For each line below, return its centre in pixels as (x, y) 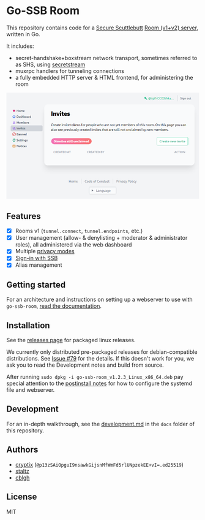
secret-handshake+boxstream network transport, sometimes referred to (106, 58)
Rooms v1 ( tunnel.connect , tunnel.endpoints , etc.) (79, 231)
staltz (22, 471)
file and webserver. (31, 390)
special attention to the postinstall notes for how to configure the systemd (99, 383)
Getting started (36, 285)
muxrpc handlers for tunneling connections (69, 71)
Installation (28, 325)
